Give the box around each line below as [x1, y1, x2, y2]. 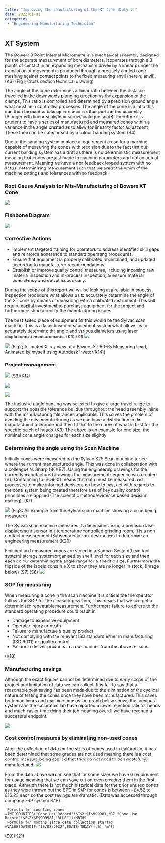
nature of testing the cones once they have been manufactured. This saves [5, 692, 157, 698]
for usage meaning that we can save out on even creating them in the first [5, 777, 155, 783]
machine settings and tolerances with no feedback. [5, 170, 109, 176]
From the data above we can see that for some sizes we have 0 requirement [5, 772, 159, 778]
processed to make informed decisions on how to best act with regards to [5, 482, 155, 488]
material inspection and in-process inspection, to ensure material [12, 272, 144, 278]
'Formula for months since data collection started [5, 820, 113, 825]
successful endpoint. [5, 713, 48, 719]
